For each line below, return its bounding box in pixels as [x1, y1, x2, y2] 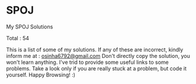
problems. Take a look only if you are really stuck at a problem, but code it [6, 64, 187, 72]
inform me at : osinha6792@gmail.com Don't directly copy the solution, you [6, 52, 191, 59]
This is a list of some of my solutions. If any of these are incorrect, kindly [6, 46, 184, 53]
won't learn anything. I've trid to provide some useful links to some [6, 59, 169, 66]
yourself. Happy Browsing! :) [6, 71, 76, 78]
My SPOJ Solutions [6, 23, 53, 30]
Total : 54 [6, 34, 30, 41]
